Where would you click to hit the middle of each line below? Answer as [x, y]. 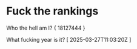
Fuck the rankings [52, 11]
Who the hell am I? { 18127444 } [46, 28]
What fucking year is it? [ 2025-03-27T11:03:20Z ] [69, 39]
